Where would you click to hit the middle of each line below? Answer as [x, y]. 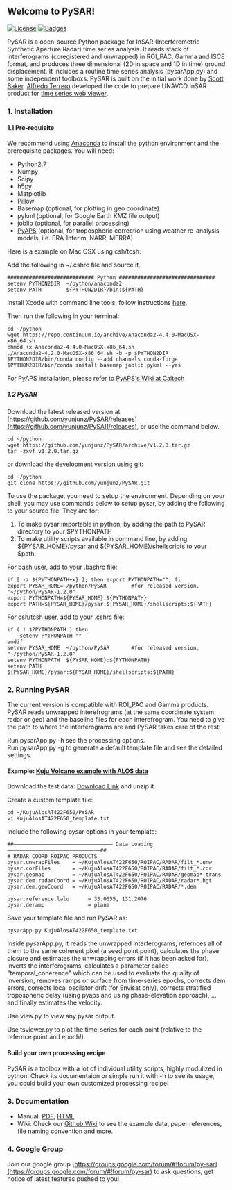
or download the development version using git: [75, 464]
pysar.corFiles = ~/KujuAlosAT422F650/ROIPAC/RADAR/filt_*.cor [110, 869]
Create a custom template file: [50, 800]
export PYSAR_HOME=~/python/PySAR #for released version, [103, 586]
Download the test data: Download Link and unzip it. [81, 786]
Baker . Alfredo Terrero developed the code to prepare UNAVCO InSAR [107, 85]
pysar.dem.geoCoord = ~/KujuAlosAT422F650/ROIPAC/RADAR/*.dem [102, 887]
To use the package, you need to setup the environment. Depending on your [116, 495]
